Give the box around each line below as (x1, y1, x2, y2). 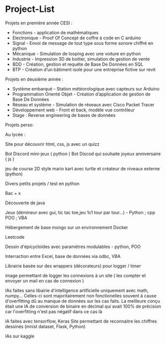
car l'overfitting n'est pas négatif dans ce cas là (5, 308, 103, 314)
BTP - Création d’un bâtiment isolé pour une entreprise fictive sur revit (12, 66, 156, 73)
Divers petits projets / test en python (5, 180, 80, 186)
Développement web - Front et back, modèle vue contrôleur (12, 107, 135, 113)
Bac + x (5, 190, 21, 196)
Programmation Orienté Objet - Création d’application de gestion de (12, 91, 151, 97)
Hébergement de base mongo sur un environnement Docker (5, 224, 128, 230)
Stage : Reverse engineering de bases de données (12, 112, 115, 118)
